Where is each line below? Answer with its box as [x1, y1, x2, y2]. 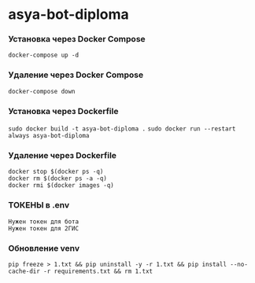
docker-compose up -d [8, 51, 79, 60]
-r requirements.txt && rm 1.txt [42, 267, 153, 275]
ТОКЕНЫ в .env [8, 200, 70, 211]
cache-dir [8, 267, 41, 275]
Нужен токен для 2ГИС [8, 224, 79, 233]
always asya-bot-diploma [8, 132, 90, 140]
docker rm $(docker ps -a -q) [8, 175, 108, 182]
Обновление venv [8, 242, 80, 253]
